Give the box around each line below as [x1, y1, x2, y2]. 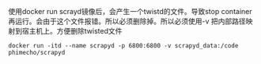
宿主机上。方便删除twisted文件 [21, 27, 123, 35]
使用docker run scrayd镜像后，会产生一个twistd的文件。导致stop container [8, 7, 252, 16]
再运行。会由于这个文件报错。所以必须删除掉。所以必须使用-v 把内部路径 [8, 16, 247, 26]
